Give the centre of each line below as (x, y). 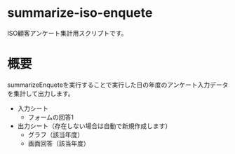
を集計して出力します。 (41, 93)
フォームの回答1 (51, 117)
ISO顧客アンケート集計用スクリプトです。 (67, 33)
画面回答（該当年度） (59, 143)
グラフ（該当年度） (56, 134)
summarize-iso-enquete (80, 13)
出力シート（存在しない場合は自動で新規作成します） (94, 126)
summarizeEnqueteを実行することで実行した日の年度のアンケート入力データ (118, 85)
